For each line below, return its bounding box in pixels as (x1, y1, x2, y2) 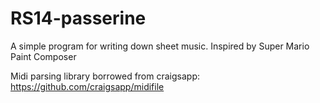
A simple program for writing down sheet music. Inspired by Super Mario (10, 40, 310, 52)
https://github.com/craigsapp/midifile (10, 80, 165, 92)
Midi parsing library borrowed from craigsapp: (10, 70, 200, 82)
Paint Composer (10, 50, 77, 62)
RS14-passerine (10, 7, 147, 30)
